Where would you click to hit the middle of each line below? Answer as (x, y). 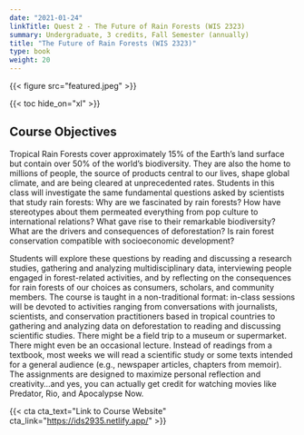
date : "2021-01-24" (46, 18)
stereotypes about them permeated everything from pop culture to (134, 212)
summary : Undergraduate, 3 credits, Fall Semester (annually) (129, 35)
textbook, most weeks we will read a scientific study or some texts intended (151, 354)
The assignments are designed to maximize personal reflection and (135, 374)
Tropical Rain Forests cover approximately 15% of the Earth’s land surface (147, 153)
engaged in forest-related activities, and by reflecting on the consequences (151, 277)
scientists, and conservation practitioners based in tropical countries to (142, 316)
